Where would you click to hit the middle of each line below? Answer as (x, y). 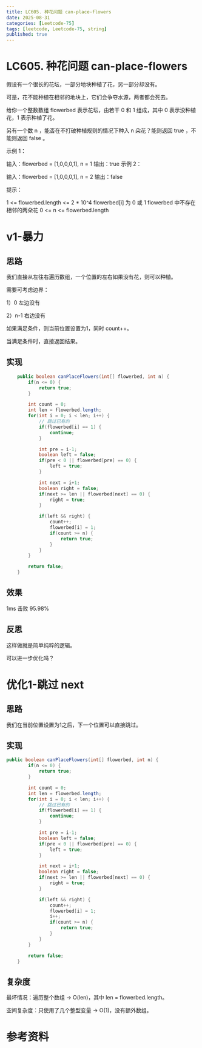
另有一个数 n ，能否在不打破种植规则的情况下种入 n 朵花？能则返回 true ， (99, 130)
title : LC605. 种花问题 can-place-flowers (59, 12)
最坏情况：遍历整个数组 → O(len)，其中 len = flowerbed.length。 (87, 998)
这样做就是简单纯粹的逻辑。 (41, 645)
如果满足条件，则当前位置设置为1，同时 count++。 (69, 329)
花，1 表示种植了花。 (32, 118)
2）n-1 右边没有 (26, 315)
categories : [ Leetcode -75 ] (40, 23)
